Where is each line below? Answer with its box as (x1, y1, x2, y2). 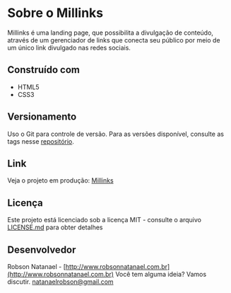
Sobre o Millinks (7, 5, 104, 21)
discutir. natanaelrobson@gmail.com (7, 277, 114, 286)
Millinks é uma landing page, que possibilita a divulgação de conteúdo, (7, 28, 214, 37)
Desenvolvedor (7, 243, 76, 255)
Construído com (7, 64, 80, 76)
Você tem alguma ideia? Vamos (115, 270, 207, 278)
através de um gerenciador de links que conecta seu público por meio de (7, 35, 220, 44)
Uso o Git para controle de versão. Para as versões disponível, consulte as (7, 130, 225, 138)
